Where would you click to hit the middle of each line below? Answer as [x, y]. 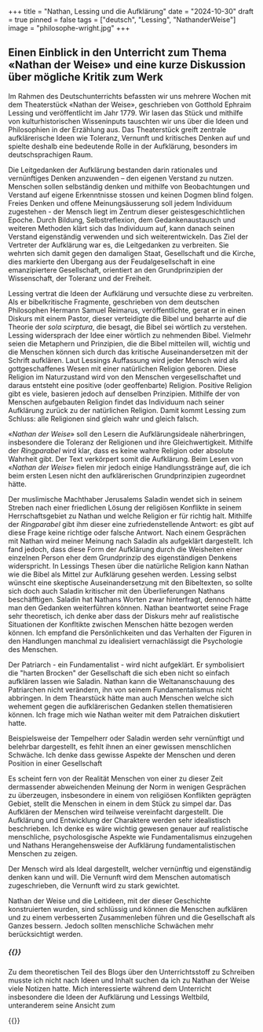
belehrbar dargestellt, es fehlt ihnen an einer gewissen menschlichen [120, 746]
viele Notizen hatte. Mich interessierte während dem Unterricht [110, 988]
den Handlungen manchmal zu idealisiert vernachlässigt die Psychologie [126, 641]
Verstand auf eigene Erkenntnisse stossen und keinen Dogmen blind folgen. [131, 195]
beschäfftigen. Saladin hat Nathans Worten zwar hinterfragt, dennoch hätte [130, 599]
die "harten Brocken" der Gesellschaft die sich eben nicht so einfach [119, 673]
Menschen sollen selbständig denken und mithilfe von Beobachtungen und [129, 186]
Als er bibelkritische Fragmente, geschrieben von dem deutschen [114, 302]
